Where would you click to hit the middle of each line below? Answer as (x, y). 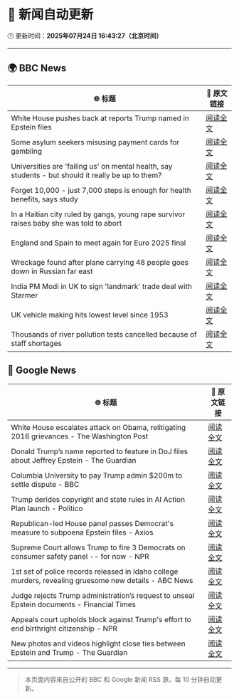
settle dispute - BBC (45, 484)
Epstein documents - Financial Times (74, 604)
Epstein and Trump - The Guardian (69, 652)
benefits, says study (44, 199)
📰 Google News (42, 370)
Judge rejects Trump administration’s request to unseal (103, 595)
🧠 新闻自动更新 (51, 15)
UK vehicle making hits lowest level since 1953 (90, 315)
